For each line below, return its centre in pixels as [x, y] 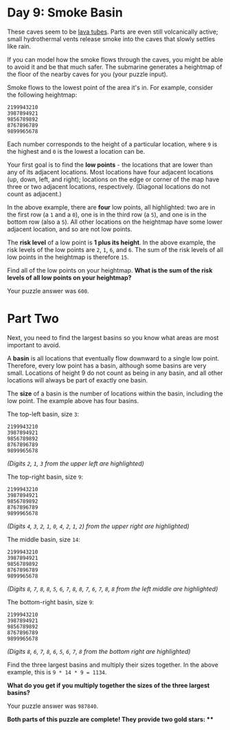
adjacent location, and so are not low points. [70, 229]
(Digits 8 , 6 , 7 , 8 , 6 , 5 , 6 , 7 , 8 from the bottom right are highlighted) [99, 651]
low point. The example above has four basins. [73, 400]
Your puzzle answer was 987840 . [53, 706]
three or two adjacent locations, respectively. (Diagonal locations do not [109, 186]
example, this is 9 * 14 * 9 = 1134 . [57, 672]
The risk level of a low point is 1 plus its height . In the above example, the [112, 242]
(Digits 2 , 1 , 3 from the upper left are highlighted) [76, 463]
